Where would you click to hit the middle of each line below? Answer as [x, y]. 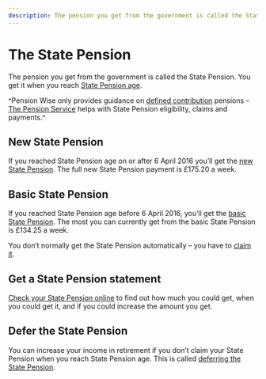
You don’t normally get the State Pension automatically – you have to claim [130, 245]
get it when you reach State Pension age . [75, 85]
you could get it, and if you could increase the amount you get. [110, 306]
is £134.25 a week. [39, 230]
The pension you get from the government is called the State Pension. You [129, 77]
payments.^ [27, 117]
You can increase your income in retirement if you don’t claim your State [126, 350]
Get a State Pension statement [85, 279]
